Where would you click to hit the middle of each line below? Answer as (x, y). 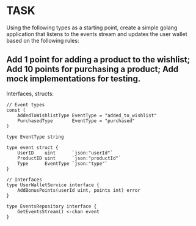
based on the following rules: (43, 40)
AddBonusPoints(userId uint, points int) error (79, 190)
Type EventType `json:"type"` (63, 163)
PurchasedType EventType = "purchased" (76, 121)
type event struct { (33, 147)
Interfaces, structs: (30, 93)
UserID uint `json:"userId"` (65, 153)
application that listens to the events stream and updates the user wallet (97, 34)
